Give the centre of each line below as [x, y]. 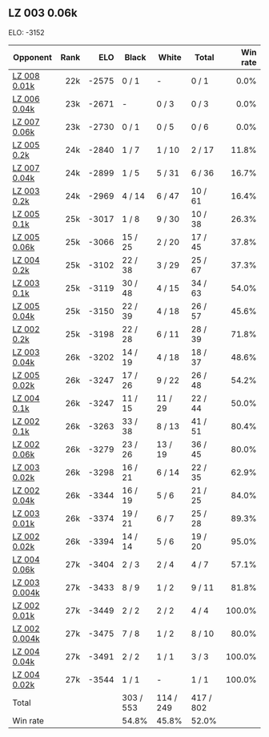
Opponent [32, 57]
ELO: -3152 [27, 32]
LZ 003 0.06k [43, 13]
